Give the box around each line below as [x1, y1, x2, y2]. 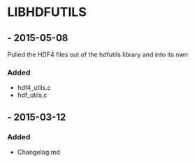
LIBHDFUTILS [7, 4, 87, 20]
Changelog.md [17, 148, 61, 156]
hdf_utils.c [17, 91, 48, 100]
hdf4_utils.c [17, 84, 51, 92]
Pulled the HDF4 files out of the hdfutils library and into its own [7, 50, 189, 59]
